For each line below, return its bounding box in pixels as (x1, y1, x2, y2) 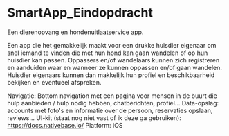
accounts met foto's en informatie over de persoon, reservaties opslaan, (7, 106, 213, 114)
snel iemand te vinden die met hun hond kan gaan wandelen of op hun (7, 49, 208, 57)
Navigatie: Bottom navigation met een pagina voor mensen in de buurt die (7, 92, 218, 100)
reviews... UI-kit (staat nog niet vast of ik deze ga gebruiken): (7, 113, 181, 122)
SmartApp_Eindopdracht (7, 5, 154, 21)
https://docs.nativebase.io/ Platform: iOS (7, 121, 123, 129)
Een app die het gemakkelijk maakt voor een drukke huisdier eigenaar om (7, 41, 217, 49)
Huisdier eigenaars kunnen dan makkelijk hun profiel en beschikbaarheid (7, 71, 215, 79)
